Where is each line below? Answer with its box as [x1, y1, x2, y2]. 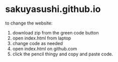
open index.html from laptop [12, 35, 71, 41]
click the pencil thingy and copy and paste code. [12, 51, 113, 57]
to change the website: [5, 20, 53, 26]
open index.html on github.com [12, 45, 77, 51]
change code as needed [12, 40, 63, 46]
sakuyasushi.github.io [5, 3, 101, 15]
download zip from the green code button [12, 29, 99, 35]
